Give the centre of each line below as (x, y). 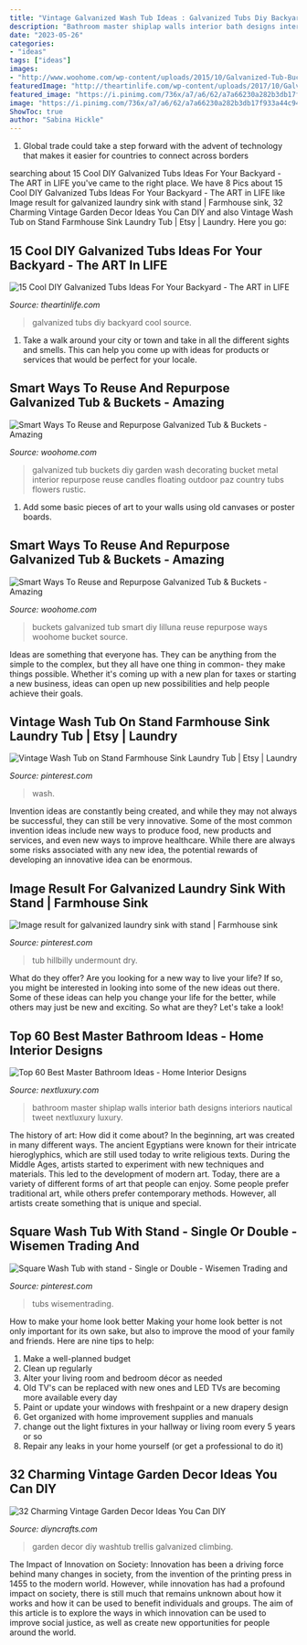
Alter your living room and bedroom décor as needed (122, 1378)
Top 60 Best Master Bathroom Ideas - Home (137, 1036)
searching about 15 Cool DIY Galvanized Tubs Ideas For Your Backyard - (145, 174)
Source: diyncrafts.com (53, 1529)
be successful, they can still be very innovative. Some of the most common (151, 821)
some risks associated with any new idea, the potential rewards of (134, 850)
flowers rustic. (59, 489)
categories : (32, 43)
